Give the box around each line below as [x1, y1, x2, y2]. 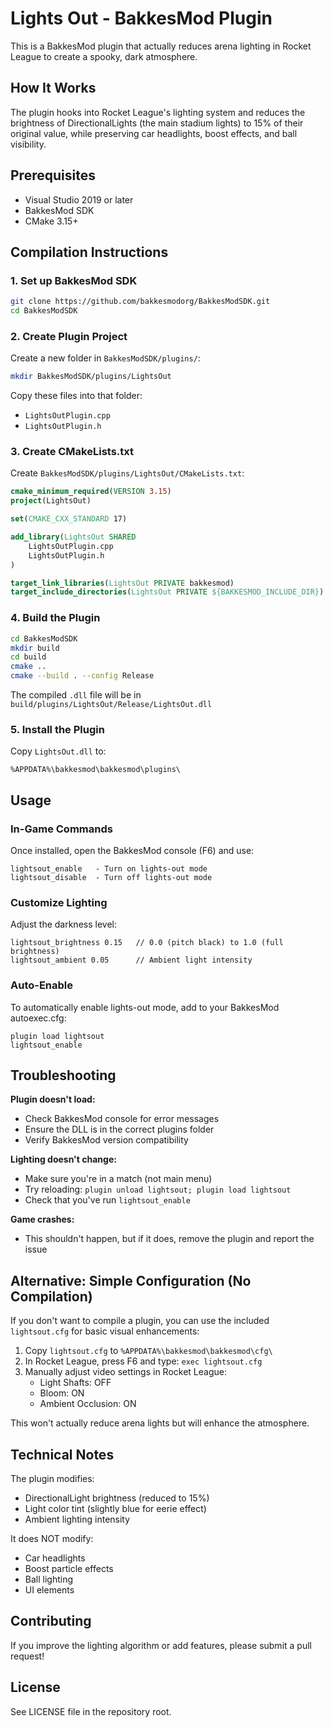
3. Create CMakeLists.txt [10, 445, 135, 459]
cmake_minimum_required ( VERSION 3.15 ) [10, 487, 172, 497]
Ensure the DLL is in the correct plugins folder [24, 1123, 215, 1136]
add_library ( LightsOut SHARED [10, 532, 137, 542]
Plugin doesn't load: [10, 1093, 96, 1106]
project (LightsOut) [10, 496, 92, 506]
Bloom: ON [39, 1387, 85, 1399]
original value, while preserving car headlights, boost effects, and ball [10, 127, 298, 139]
